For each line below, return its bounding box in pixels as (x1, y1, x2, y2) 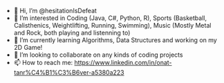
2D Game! (13, 44, 43, 51)
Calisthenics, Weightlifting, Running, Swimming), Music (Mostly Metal (13, 21, 212, 29)
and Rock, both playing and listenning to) (13, 28, 131, 37)
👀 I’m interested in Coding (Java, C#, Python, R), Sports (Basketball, (13, 14, 207, 22)
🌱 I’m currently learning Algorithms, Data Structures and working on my (13, 36, 218, 44)
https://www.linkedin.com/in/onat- (74, 59, 172, 66)
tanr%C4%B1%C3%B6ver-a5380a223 (13, 68, 124, 76)
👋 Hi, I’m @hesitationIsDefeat (13, 7, 97, 15)
